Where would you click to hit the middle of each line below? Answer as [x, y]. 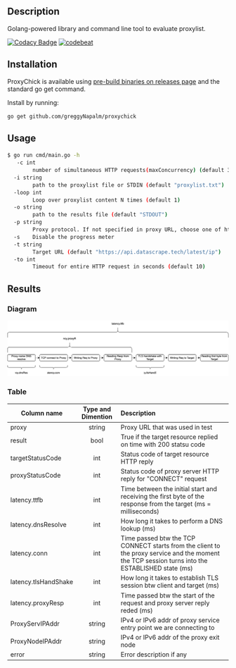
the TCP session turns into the [164, 561]
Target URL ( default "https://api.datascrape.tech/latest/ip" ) [127, 252]
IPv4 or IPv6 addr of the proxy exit [170, 638]
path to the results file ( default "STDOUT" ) [100, 215]
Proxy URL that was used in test [166, 427]
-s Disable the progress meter [64, 237]
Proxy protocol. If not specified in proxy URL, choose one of [127, 230]
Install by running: [33, 102]
